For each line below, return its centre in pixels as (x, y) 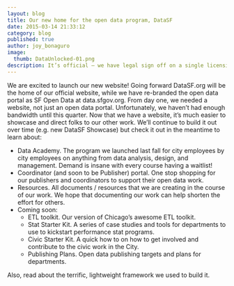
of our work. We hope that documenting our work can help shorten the (119, 195)
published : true (31, 40)
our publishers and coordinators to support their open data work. (110, 180)
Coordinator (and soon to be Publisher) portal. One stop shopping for (116, 173)
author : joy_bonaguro (39, 46)
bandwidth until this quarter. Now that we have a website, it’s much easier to (117, 115)
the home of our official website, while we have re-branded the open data (113, 93)
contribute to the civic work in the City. (83, 246)
